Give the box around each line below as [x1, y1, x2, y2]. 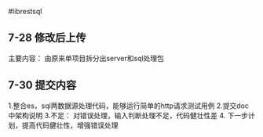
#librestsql [8, 7, 42, 16]
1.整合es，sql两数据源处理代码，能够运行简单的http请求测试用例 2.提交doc [8, 101, 250, 110]
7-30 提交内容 [8, 78, 77, 92]
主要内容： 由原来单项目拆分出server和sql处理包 [8, 53, 165, 63]
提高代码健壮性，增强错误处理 [21, 121, 119, 130]
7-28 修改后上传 [8, 31, 86, 45]
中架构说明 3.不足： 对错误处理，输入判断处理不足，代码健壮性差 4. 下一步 [8, 110, 249, 120]
